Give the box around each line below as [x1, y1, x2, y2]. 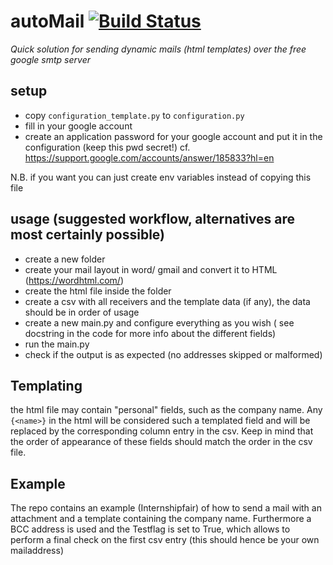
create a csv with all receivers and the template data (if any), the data [24, 295, 311, 307]
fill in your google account [24, 120, 133, 132]
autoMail [10, 10, 85, 33]
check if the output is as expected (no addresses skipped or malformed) [24, 348, 323, 360]
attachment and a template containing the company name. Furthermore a [10, 513, 312, 525]
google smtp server [10, 53, 91, 65]
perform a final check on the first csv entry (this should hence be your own [10, 534, 320, 546]
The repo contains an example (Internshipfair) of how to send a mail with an [10, 502, 322, 514]
